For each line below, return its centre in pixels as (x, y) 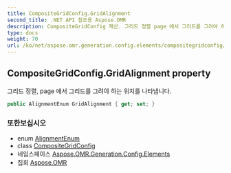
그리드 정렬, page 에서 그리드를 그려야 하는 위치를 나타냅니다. (89, 91)
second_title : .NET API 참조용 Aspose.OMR (67, 20)
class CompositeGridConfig (56, 145)
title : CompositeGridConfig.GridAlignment (69, 13)
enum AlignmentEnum (48, 138)
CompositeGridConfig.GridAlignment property (109, 73)
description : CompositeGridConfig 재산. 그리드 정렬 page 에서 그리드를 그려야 (113, 26)
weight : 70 (23, 39)
